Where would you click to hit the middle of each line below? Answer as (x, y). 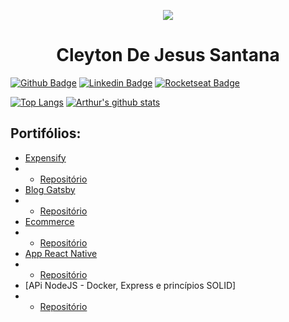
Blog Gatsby (50, 189)
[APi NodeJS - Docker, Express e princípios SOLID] (130, 285)
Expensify (45, 157)
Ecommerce (49, 221)
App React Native (61, 253)
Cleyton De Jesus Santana (168, 55)
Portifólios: (46, 133)
